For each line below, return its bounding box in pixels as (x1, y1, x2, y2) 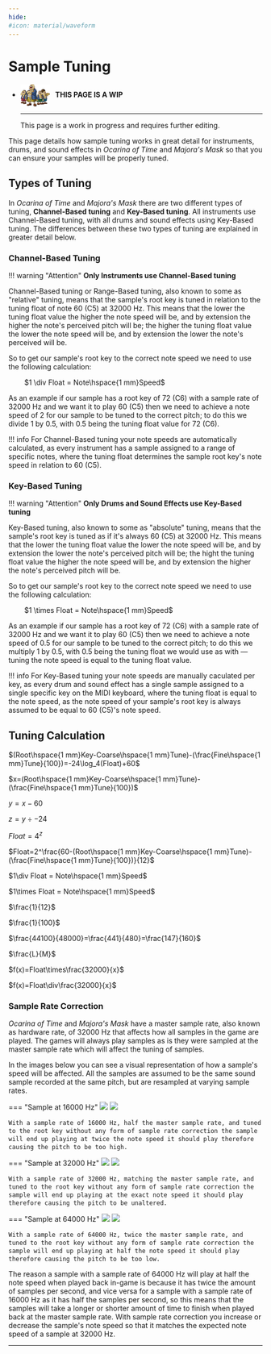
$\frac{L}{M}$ (8, 948, 56, 959)
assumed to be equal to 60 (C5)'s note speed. (8, 706, 161, 715)
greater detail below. (8, 232, 77, 242)
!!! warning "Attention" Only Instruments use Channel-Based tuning (8, 271, 236, 281)
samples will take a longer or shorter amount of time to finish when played (8, 1303, 255, 1314)
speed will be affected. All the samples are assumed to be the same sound (8, 1069, 256, 1078)
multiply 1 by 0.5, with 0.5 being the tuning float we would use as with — (8, 647, 248, 656)
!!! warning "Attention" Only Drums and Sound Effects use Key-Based (8, 498, 242, 508)
